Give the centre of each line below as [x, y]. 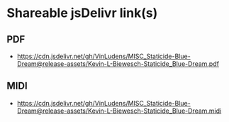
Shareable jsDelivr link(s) [82, 13]
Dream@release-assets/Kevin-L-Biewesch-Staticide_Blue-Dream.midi [119, 111]
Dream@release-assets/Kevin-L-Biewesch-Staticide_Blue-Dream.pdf [118, 64]
